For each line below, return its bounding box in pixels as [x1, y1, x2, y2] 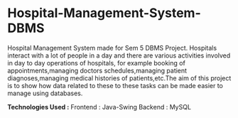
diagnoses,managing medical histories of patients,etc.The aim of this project [7, 73, 232, 82]
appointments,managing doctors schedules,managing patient [7, 66, 187, 75]
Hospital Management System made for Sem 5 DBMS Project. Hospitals [7, 43, 217, 52]
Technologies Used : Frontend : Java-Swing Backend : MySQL [7, 102, 192, 111]
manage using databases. [7, 89, 83, 97]
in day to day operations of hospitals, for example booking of [7, 58, 186, 67]
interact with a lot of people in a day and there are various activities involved [7, 51, 231, 60]
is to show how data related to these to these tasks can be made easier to [7, 81, 224, 90]
